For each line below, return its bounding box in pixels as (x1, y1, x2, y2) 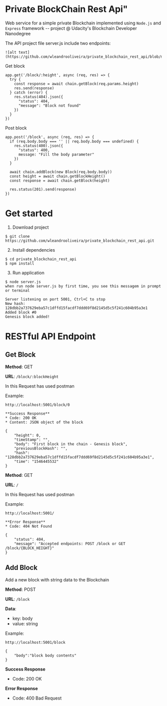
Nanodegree (5, 30, 31, 36)
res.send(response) (14, 86, 55, 91)
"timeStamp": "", (14, 437, 50, 442)
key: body (12, 615, 33, 621)
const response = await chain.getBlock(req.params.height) (14, 81, 139, 86)
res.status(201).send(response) (9, 187, 77, 192)
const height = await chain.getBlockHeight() (9, 173, 106, 179)
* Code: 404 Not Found (5, 524, 52, 529)
